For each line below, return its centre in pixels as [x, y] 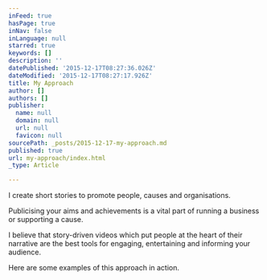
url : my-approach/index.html [57, 158]
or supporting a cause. [46, 220]
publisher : [27, 105]
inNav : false [30, 31]
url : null [32, 128]
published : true [35, 150]
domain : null [37, 121]
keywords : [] [30, 53]
